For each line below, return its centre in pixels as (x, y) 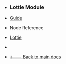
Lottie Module (27, 7)
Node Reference (27, 28)
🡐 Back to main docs (35, 57)
